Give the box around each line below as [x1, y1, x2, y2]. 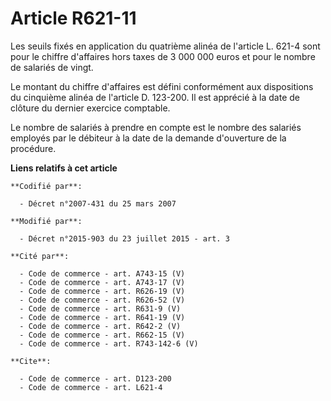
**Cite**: [10, 356, 52, 366]
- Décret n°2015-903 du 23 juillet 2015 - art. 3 [19, 233, 230, 244]
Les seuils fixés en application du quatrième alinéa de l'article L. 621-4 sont [10, 40, 321, 52]
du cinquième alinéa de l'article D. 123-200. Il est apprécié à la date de [10, 91, 300, 103]
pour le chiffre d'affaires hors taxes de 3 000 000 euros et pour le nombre [10, 50, 316, 62]
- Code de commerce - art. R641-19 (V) [19, 312, 186, 322]
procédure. [10, 142, 57, 154]
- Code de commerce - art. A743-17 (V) [19, 277, 186, 287]
